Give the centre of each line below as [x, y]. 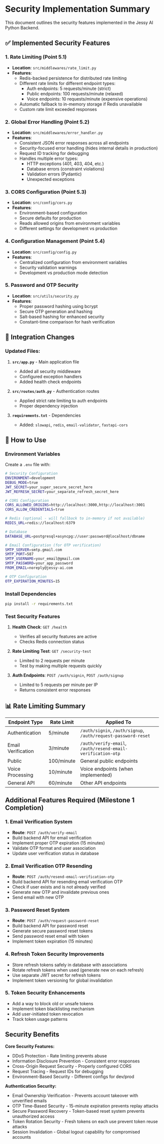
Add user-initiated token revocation [48, 1014]
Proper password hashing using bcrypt [59, 306]
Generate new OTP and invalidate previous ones [61, 892]
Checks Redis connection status [52, 642]
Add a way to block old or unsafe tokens [53, 1003]
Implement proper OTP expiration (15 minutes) [58, 843]
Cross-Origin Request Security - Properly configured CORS [72, 1066]
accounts [21, 1137]
